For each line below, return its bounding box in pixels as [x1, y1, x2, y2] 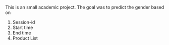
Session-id [12, 19, 35, 25]
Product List [12, 35, 38, 41]
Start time [12, 24, 33, 30]
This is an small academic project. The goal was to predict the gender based [5, 4, 164, 10]
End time [12, 30, 31, 35]
